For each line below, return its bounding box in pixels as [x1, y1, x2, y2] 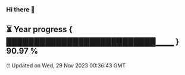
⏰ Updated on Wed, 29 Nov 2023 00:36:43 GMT [6, 62, 126, 69]
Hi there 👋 [6, 5, 36, 14]
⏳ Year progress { [6, 24, 73, 35]
